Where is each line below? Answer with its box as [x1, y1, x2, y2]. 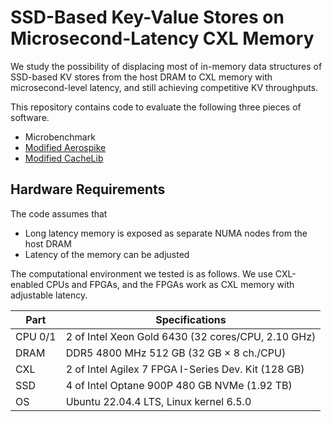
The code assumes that [10, 207, 108, 220]
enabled [10, 278, 44, 290]
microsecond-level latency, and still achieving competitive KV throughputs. [10, 81, 319, 93]
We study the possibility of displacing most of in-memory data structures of [10, 60, 323, 72]
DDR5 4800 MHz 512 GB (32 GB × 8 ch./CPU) [65, 346, 287, 360]
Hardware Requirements [10, 181, 166, 198]
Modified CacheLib [24, 152, 104, 164]
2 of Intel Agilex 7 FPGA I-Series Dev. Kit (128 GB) [65, 362, 305, 376]
